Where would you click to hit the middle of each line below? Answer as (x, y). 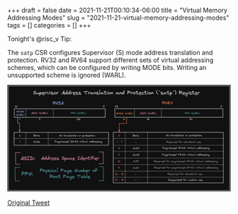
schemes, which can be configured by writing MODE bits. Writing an (107, 67)
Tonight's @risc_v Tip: (40, 39)
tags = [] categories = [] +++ (49, 25)
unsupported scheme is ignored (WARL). (67, 75)
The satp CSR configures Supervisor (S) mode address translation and (110, 53)
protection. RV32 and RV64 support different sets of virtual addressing (110, 60)
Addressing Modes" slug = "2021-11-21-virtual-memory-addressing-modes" (118, 18)
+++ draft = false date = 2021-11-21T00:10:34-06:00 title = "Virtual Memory (118, 10)
